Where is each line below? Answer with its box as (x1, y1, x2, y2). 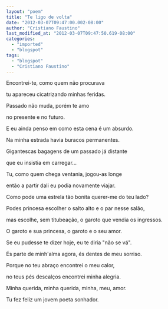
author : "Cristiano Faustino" (6, 25, 81, 31)
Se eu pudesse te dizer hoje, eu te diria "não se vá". (6, 239, 132, 246)
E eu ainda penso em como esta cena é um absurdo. (6, 125, 134, 132)
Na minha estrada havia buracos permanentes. (6, 137, 120, 144)
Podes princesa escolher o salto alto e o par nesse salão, (6, 205, 145, 212)
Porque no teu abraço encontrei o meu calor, (6, 262, 115, 269)
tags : (6, 52, 19, 58)
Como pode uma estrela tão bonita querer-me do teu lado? (6, 194, 149, 201)
